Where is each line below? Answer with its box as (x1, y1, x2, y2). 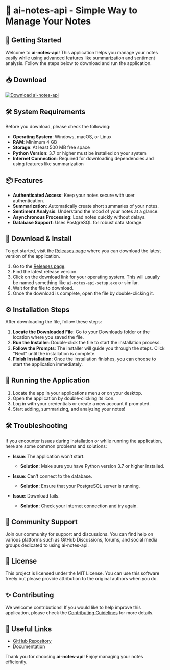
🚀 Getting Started (5, 36, 62, 45)
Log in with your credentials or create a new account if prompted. (12, 400, 151, 406)
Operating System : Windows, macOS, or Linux (12, 133, 112, 140)
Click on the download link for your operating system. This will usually (12, 274, 160, 280)
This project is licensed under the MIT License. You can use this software (5, 570, 160, 576)
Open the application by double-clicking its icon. (12, 395, 115, 401)
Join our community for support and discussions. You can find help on (5, 531, 154, 537)
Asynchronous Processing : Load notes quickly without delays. (12, 214, 147, 220)
